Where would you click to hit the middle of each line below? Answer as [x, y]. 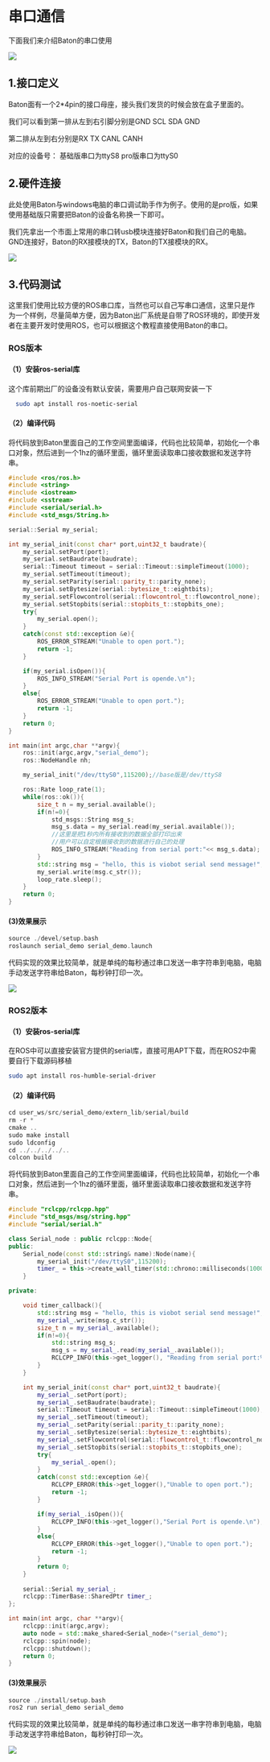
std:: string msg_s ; [84, 1343]
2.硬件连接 [35, 183]
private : [23, 1291]
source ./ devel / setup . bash [53, 939]
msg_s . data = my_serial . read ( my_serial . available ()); [143, 827]
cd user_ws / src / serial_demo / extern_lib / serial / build [98, 1113]
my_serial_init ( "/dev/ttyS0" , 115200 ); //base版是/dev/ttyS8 [123, 775]
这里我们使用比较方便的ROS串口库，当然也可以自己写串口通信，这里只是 [128, 305]
